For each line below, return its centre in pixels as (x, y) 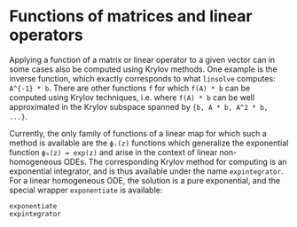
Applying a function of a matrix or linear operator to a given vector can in (142, 59)
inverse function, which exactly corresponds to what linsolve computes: (143, 78)
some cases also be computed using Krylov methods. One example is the (143, 69)
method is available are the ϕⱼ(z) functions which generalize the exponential (149, 143)
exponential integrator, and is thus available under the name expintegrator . (146, 171)
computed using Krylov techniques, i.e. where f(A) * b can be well (132, 97)
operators (47, 35)
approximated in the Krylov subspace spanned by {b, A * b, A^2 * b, (139, 106)
